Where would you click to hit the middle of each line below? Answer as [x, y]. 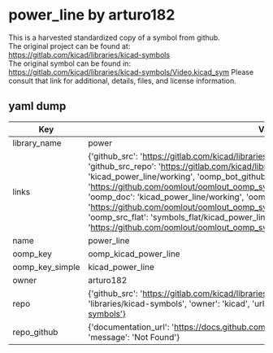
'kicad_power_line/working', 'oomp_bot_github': [179, 176]
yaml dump [37, 106]
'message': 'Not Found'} [134, 337]
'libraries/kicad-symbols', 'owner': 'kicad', [169, 303]
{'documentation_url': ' [131, 327]
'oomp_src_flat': [118, 217]
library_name [37, 142]
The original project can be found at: [69, 46]
